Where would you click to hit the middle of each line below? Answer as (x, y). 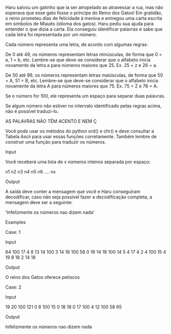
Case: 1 (13, 232)
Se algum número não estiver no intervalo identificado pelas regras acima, (83, 106)
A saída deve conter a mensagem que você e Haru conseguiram (73, 192)
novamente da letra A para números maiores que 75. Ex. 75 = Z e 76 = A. (82, 86)
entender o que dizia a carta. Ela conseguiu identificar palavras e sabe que (84, 29)
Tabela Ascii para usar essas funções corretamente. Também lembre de (81, 137)
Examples (16, 222)
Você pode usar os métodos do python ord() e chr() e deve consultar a (80, 131)
